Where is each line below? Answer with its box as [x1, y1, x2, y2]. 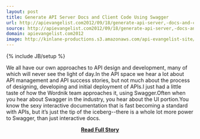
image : [6, 36, 23, 42]
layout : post [6, 8, 39, 15]
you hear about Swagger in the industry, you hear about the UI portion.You [6, 96, 189, 103]
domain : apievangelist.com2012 [6, 31, 84, 37]
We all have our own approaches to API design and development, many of [6, 64, 187, 71]
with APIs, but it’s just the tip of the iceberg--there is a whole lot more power [6, 108, 193, 115]
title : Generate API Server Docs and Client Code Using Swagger [6, 14, 169, 20]
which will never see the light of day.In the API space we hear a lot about [6, 71, 185, 77]
